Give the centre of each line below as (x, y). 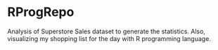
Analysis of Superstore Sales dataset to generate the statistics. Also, (107, 31)
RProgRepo (41, 12)
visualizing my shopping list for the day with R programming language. (109, 38)
